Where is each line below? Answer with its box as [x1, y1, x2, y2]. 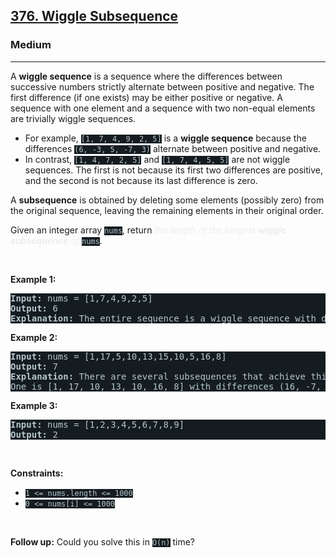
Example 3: [10, 399, 58, 411]
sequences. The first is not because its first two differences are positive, [24, 164, 323, 176]
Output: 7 [10, 360, 58, 372]
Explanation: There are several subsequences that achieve [10, 370, 307, 382]
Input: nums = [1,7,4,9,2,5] [10, 292, 153, 304]
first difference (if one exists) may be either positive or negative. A [10, 91, 283, 103]
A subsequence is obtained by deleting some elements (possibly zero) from [10, 194, 325, 206]
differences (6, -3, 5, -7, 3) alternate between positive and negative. [24, 142, 322, 154]
